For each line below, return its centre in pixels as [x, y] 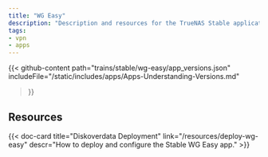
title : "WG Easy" [37, 16]
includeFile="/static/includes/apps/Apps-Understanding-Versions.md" [124, 77]
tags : [17, 30]
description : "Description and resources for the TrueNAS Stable [119, 23]
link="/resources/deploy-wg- [211, 135]
